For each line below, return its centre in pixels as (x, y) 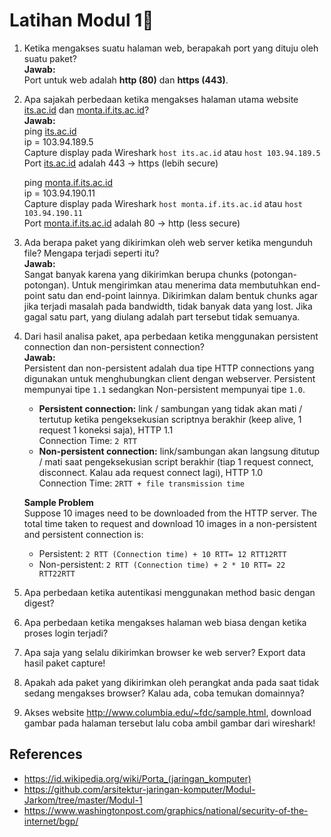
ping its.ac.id (50, 131)
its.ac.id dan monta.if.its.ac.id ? (86, 110)
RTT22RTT (57, 574)
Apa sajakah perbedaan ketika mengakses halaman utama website (161, 99)
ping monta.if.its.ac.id (68, 182)
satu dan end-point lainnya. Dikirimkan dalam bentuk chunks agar (183, 295)
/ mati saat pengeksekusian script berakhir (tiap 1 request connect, (176, 461)
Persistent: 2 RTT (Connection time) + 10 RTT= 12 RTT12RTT (162, 553)
